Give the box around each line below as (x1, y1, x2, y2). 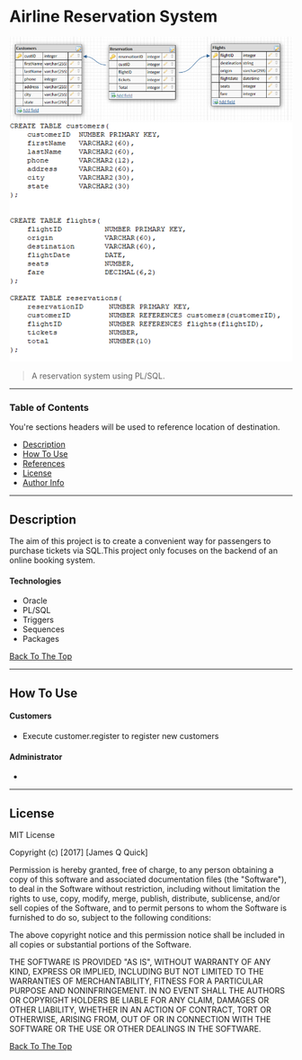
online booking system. (9, 555, 96, 566)
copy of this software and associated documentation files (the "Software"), (9, 874, 288, 885)
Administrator (9, 751, 63, 762)
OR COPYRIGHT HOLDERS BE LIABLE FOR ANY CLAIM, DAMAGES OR (9, 994, 270, 1005)
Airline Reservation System (9, 6, 218, 27)
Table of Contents (9, 401, 90, 414)
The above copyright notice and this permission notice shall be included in (9, 929, 285, 940)
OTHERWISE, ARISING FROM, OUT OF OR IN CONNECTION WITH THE (9, 1013, 271, 1024)
